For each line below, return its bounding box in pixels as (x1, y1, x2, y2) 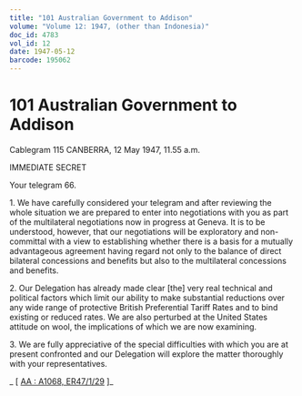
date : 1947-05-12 (9, 47, 75, 56)
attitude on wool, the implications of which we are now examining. (9, 320, 257, 332)
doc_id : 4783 (9, 30, 59, 39)
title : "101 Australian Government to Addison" (9, 13, 194, 23)
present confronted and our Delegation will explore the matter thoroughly (9, 348, 284, 360)
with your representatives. (9, 358, 107, 369)
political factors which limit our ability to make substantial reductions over (9, 292, 285, 303)
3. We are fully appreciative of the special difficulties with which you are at (9, 339, 289, 350)
